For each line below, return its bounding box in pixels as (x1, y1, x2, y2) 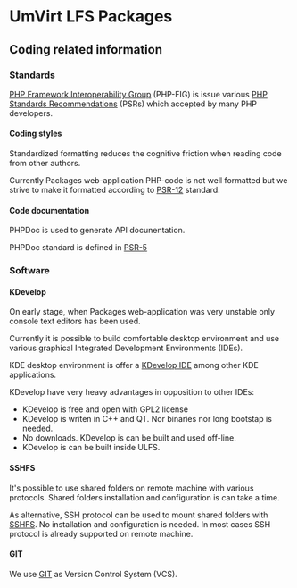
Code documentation (9, 205, 90, 215)
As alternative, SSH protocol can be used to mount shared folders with (9, 509, 268, 520)
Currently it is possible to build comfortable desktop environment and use (9, 333, 279, 344)
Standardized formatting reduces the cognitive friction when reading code (9, 148, 283, 159)
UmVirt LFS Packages (9, 6, 173, 27)
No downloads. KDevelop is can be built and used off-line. (21, 433, 236, 443)
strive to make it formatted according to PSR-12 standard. (9, 185, 220, 196)
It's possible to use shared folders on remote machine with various (9, 483, 254, 493)
